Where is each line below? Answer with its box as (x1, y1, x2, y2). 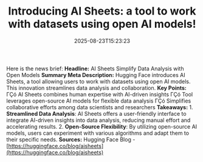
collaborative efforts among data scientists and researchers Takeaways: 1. (6, 103, 193, 110)
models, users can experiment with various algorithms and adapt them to (6, 129, 190, 137)
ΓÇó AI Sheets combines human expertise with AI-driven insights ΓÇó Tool (6, 90, 193, 98)
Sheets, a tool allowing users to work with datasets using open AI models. (6, 78, 191, 85)
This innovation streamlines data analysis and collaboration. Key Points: (6, 84, 187, 92)
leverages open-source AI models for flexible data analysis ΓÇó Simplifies (6, 97, 191, 104)
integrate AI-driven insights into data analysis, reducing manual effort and (6, 116, 191, 124)
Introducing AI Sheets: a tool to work (8, 4, 196, 18)
